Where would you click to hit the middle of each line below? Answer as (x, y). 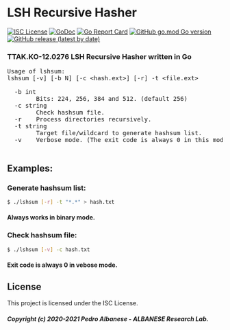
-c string (30, 106)
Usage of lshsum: (36, 71)
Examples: (30, 168)
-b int (25, 92)
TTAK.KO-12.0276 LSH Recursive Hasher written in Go (99, 56)
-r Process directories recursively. (83, 119)
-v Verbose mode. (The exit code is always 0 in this (112, 140)
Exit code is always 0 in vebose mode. (62, 265)
